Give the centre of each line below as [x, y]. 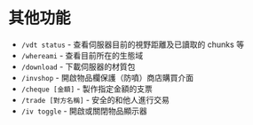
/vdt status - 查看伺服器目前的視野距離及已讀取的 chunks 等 [133, 44]
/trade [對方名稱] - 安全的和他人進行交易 [95, 99]
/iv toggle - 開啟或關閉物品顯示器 [84, 111]
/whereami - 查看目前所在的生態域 [82, 55]
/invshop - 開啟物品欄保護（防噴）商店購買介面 [107, 77]
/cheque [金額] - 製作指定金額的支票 [87, 89]
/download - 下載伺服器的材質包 [78, 66]
